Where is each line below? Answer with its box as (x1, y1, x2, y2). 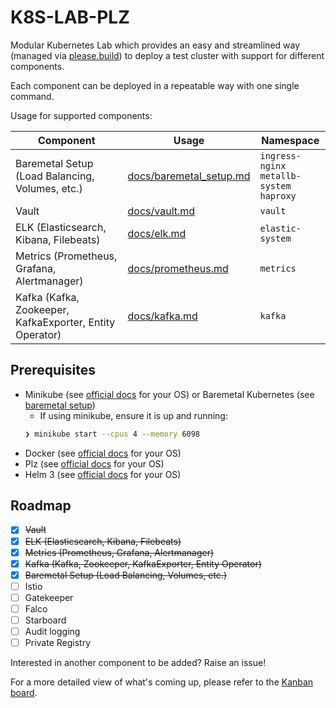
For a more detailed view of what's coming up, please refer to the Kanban (10, 676, 314, 688)
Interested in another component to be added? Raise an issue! (10, 657, 267, 669)
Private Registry (24, 637, 91, 649)
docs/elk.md (127, 226, 187, 240)
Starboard (24, 614, 67, 626)
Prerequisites (10, 362, 96, 379)
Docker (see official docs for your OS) (24, 447, 182, 459)
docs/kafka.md (127, 309, 198, 323)
